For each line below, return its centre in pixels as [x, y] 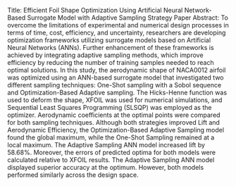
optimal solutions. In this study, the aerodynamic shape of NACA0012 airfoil [117, 70]
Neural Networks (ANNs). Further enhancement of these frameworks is [111, 48]
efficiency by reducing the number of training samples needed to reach [111, 62]
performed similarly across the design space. [73, 175]
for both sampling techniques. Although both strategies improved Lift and [114, 122]
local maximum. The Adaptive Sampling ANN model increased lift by [106, 145]
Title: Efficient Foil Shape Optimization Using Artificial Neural [95, 10]
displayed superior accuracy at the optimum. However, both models [106, 167]
